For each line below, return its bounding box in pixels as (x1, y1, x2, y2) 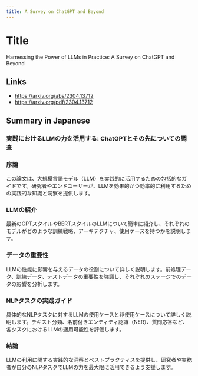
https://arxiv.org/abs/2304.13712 (14, 92, 94, 99)
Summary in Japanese (6, 115, 90, 125)
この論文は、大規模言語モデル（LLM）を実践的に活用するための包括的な (6, 175, 182, 182)
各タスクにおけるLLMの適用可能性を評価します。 (6, 325, 125, 332)
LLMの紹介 (6, 205, 37, 214)
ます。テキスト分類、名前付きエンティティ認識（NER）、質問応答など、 (16, 318, 188, 325)
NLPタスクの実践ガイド (6, 297, 72, 305)
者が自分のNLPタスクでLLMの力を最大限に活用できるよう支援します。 (6, 364, 176, 371)
